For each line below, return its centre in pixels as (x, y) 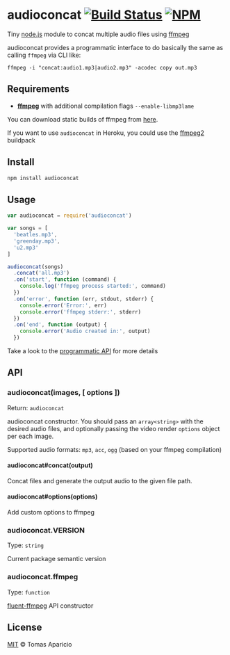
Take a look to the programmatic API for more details (83, 351)
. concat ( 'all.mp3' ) (42, 273)
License (25, 628)
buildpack (22, 140)
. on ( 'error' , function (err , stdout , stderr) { (84, 299)
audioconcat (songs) (35, 267)
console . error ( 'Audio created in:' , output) (85, 331)
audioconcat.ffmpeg (43, 577)
